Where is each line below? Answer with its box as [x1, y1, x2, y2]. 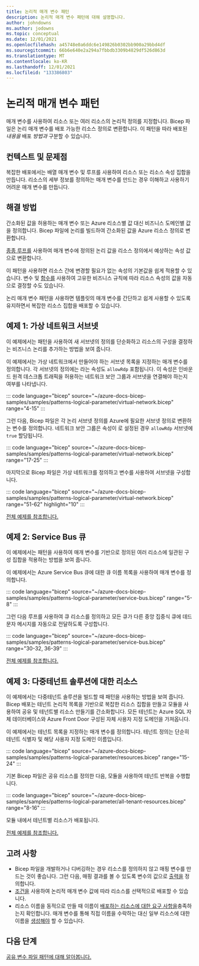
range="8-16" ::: [6, 804, 46, 811]
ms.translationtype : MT [6, 53, 65, 59]
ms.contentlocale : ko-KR [6, 58, 68, 64]
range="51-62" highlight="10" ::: [6, 501, 85, 508]
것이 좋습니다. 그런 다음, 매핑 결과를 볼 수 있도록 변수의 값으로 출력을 [25, 873, 184, 880]
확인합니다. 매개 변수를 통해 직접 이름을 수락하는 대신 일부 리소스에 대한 [25, 910, 191, 917]
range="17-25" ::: [6, 456, 49, 464]
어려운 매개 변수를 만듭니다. [6, 184, 70, 190]
